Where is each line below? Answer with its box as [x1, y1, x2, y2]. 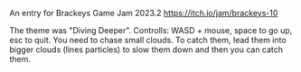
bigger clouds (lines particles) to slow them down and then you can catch [9, 44, 283, 55]
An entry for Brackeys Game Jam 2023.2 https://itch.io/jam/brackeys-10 [9, 8, 278, 18]
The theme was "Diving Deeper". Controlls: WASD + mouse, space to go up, [9, 25, 293, 35]
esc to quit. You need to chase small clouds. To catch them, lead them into [9, 35, 287, 45]
